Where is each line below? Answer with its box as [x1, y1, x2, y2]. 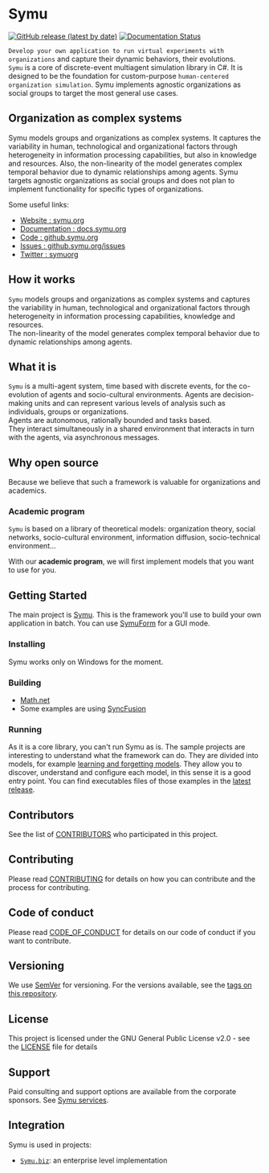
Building [8, 677, 42, 688]
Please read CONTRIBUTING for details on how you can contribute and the [8, 874, 255, 884]
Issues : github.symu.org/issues [19, 240, 126, 250]
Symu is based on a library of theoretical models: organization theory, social [8, 524, 255, 534]
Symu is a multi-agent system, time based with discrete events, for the [8, 381, 238, 391]
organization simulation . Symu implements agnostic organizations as [8, 80, 241, 89]
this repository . [8, 989, 59, 999]
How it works [8, 273, 75, 286]
